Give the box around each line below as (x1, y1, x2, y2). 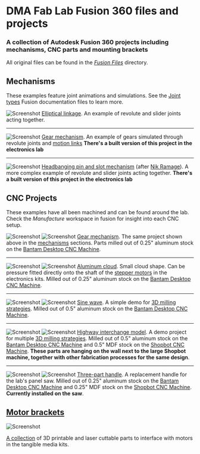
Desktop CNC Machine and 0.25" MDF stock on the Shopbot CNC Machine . (6, 384, 192, 391)
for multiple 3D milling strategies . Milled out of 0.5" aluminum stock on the (6, 335, 188, 342)
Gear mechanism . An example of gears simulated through (41, 133, 183, 140)
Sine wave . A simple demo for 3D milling (77, 299, 176, 306)
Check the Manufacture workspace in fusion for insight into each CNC (6, 215, 179, 223)
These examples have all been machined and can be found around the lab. (6, 209, 189, 216)
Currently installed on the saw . (6, 390, 84, 397)
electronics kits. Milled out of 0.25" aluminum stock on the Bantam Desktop (6, 275, 191, 283)
